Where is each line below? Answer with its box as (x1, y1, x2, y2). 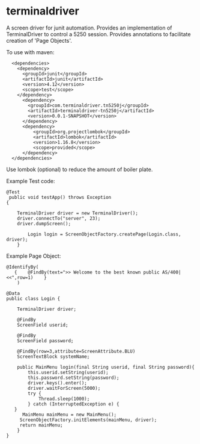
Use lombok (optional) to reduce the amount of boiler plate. (6, 166, 153, 173)
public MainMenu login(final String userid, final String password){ (17, 364, 195, 370)
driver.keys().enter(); (28, 380, 87, 386)
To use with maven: (6, 48, 55, 55)
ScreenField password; (17, 337, 74, 344)
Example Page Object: (6, 252, 61, 260)
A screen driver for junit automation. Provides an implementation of (6, 24, 172, 31)
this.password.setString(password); (28, 375, 120, 381)
